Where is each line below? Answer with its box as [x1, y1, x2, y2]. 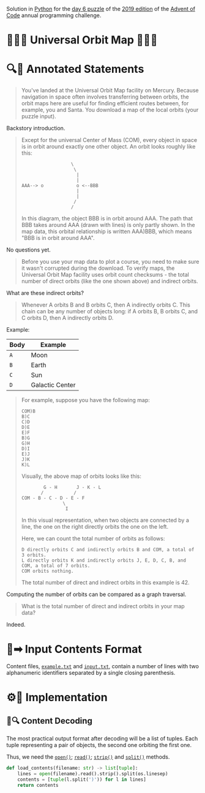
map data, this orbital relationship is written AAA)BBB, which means [21, 228, 193, 235]
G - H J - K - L [43, 485, 102, 491]
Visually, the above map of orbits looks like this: [21, 472, 142, 480]
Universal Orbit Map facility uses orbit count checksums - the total [21, 271, 190, 278]
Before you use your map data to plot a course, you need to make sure [21, 258, 199, 266]
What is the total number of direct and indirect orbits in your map [21, 603, 185, 610]
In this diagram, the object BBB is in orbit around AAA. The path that [21, 215, 193, 222]
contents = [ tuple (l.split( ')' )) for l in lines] [17, 776, 147, 783]
